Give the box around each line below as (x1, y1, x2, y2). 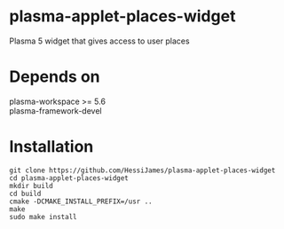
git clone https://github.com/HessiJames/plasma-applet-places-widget (9, 166, 276, 175)
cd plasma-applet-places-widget (9, 173, 129, 183)
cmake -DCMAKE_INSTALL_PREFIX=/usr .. (9, 197, 153, 206)
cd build (9, 189, 42, 198)
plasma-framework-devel (9, 105, 102, 116)
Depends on (9, 67, 100, 87)
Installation (9, 137, 94, 157)
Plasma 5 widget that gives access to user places (9, 36, 190, 46)
